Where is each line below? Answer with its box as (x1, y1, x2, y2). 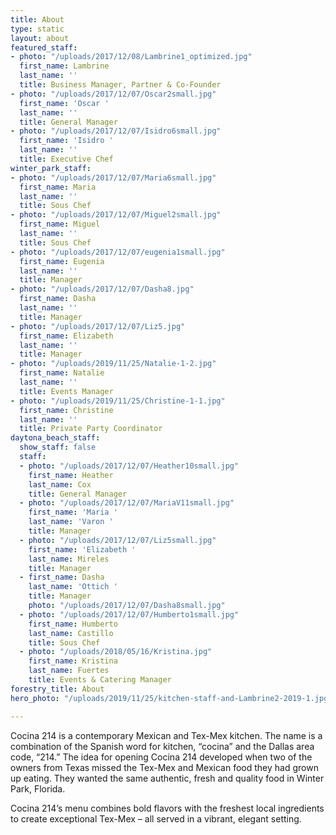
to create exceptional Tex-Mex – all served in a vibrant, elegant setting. (10, 812, 302, 825)
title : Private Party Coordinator (19, 424, 163, 434)
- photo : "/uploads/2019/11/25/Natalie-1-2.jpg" (10, 359, 217, 369)
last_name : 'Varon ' (28, 517, 114, 527)
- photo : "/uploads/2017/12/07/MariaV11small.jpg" (19, 498, 235, 508)
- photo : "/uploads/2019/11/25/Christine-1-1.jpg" (10, 396, 226, 406)
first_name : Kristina (28, 656, 118, 666)
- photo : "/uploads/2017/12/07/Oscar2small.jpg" (10, 89, 217, 99)
